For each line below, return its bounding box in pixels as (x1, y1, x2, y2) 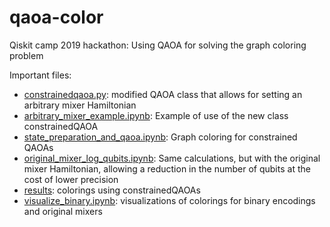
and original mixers (23, 205, 103, 217)
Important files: (9, 69, 72, 81)
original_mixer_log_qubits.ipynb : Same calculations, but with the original (23, 152, 321, 164)
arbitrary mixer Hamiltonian (23, 99, 137, 111)
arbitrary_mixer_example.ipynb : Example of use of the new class (23, 109, 289, 121)
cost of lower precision (23, 173, 119, 185)
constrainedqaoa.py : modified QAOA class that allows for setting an (23, 88, 303, 100)
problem (9, 49, 44, 61)
